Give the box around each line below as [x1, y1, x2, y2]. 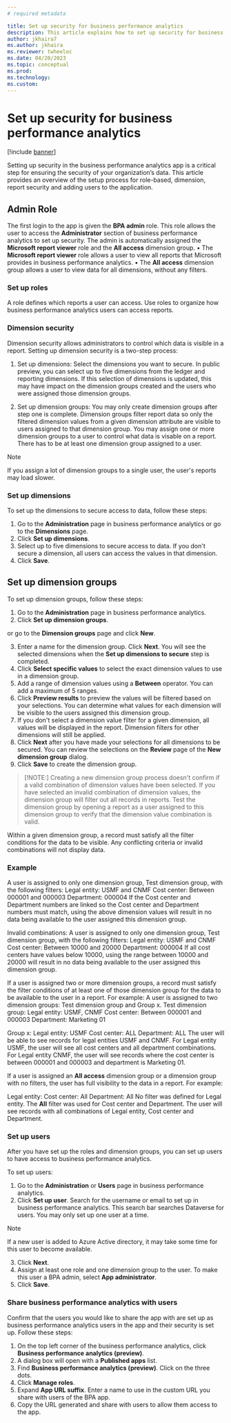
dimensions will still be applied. [17, 730, 106, 738]
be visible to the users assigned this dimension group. [17, 708, 171, 716]
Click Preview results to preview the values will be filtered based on [17, 694, 212, 702]
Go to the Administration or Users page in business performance [17, 1182, 204, 1190]
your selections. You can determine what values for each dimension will [17, 701, 221, 709]
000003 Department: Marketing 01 [7, 1016, 106, 1024]
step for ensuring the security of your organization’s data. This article [7, 169, 204, 177]
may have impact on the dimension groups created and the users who [17, 382, 217, 390]
